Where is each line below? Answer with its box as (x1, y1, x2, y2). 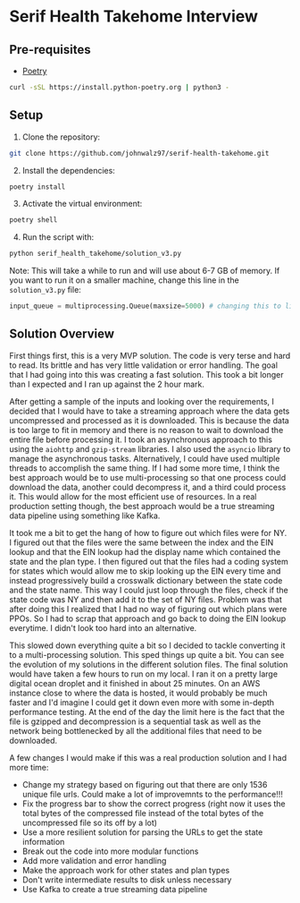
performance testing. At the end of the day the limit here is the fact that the (9, 706, 286, 717)
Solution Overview (9, 327, 114, 342)
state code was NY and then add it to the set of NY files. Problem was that (9, 593, 283, 605)
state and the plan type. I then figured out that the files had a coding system (9, 556, 288, 567)
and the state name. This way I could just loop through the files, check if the (9, 584, 288, 595)
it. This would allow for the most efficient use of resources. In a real (9, 490, 257, 502)
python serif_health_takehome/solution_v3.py (9, 249, 181, 259)
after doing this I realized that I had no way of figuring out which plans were (9, 603, 287, 614)
